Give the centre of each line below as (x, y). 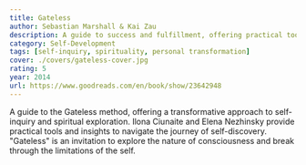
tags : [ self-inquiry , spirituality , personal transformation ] (130, 52)
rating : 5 (28, 69)
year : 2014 (30, 77)
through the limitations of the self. (73, 150)
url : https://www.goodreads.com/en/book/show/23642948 (116, 86)
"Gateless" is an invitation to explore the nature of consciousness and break (152, 140)
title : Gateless (40, 18)
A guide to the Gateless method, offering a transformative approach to (141, 111)
